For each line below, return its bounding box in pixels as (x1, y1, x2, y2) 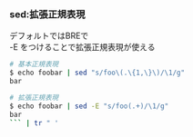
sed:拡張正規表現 (9, 7, 86, 20)
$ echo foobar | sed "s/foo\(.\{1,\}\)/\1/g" (9, 68, 185, 78)
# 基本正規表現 (9, 60, 59, 69)
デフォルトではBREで (9, 30, 89, 42)
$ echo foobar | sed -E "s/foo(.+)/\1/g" (9, 102, 169, 111)
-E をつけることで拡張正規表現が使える (9, 42, 156, 53)
